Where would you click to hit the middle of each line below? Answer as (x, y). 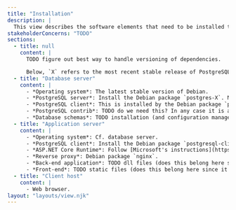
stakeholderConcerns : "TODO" (50, 33)
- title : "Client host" (48, 176)
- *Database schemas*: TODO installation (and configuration (117, 118)
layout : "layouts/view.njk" (48, 196)
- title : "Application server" (59, 124)
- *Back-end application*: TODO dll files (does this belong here (125, 163)
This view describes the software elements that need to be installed (119, 27)
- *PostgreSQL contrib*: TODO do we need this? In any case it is (125, 111)
